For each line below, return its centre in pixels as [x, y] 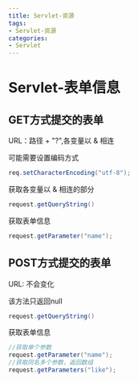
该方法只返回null [35, 301]
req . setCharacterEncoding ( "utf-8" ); [69, 173]
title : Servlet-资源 [41, 16]
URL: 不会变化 [31, 284]
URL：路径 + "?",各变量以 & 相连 [61, 140]
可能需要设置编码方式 [43, 158]
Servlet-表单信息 [64, 88]
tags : [17, 23]
